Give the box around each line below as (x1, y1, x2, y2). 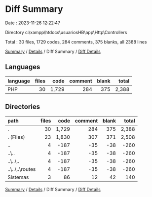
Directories (5, 103, 40, 111)
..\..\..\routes (7, 165, 36, 172)
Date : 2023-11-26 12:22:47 (5, 20, 61, 26)
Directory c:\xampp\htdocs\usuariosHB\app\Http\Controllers (5, 29, 127, 35)
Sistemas (7, 174, 29, 181)
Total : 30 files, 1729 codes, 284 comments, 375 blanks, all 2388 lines (5, 39, 147, 45)
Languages (5, 63, 40, 71)
